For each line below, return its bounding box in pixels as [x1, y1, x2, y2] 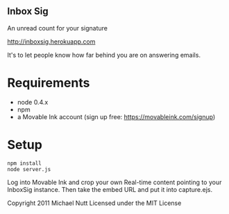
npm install [7, 159, 42, 167]
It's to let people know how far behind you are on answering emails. [7, 51, 201, 59]
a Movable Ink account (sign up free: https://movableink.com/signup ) [17, 112, 216, 121]
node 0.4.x [17, 98, 49, 106]
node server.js [7, 166, 51, 172]
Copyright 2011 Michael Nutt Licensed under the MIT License [7, 199, 182, 207]
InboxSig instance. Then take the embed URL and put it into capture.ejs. [7, 185, 213, 193]
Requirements [7, 75, 90, 91]
